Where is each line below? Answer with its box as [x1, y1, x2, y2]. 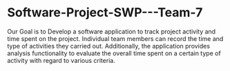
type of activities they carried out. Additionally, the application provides [7, 42, 211, 50]
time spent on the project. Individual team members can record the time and [7, 34, 224, 42]
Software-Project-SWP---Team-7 [7, 5, 203, 20]
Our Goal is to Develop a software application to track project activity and [7, 27, 216, 35]
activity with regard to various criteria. [7, 56, 115, 64]
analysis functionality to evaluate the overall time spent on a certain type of [7, 49, 221, 57]
